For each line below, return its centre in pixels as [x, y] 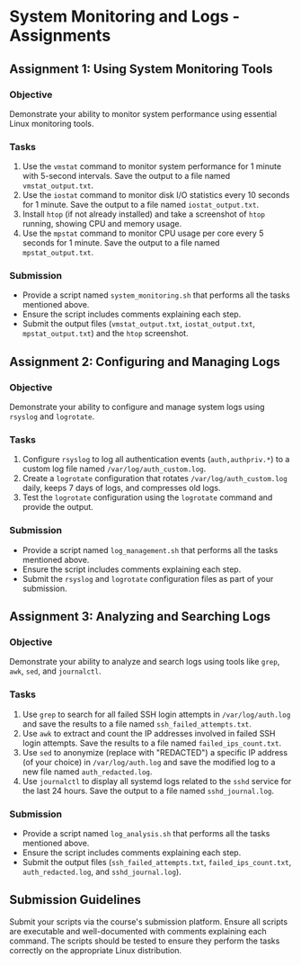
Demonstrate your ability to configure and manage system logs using [137, 407]
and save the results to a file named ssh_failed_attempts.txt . [137, 724]
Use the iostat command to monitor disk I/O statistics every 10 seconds [156, 195]
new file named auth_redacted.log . [87, 772]
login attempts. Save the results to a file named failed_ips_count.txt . [151, 743]
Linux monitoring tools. [52, 123]
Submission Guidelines [75, 900]
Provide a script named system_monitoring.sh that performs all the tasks [156, 295]
